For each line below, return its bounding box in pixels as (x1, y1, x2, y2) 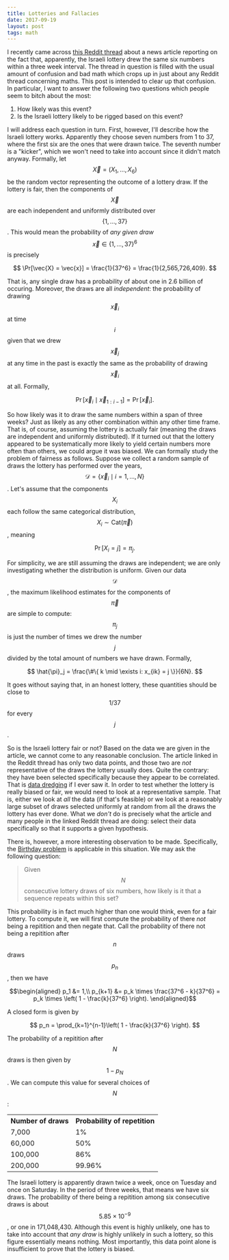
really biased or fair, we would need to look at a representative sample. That (7, 787, 221, 796)
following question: (7, 852, 61, 860)
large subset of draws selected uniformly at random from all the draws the (7, 802, 217, 810)
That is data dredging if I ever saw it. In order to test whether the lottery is (7, 780, 215, 789)
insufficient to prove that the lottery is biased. (7, 1245, 135, 1253)
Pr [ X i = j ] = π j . (94, 544, 135, 554)
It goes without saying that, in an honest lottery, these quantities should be (7, 680, 217, 689)
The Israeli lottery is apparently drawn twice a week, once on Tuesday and (7, 1178, 217, 1187)
